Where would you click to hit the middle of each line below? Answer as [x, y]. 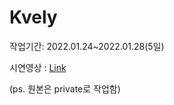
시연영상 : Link [38, 67]
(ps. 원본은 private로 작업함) [65, 88]
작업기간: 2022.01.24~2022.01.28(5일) [87, 46]
